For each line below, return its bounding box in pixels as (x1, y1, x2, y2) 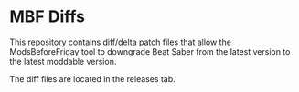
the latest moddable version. (9, 56, 117, 66)
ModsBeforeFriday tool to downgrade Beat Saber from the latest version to (9, 46, 291, 56)
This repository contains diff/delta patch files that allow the (9, 36, 231, 47)
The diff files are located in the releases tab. (9, 73, 176, 84)
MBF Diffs (9, 6, 85, 27)
